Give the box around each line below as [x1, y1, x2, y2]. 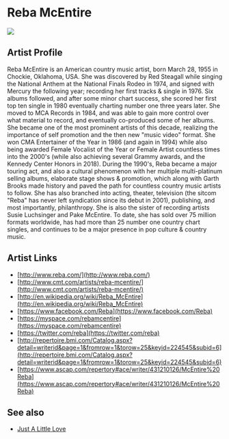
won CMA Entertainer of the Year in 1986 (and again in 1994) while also [7, 138, 208, 146]
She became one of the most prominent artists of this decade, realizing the [7, 123, 219, 131]
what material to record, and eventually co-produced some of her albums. [7, 116, 215, 124]
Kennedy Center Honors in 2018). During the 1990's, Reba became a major [7, 160, 217, 168]
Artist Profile [7, 47, 63, 59]
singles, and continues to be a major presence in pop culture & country [7, 225, 207, 234]
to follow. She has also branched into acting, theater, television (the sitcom [7, 188, 217, 197]
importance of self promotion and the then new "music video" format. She [7, 130, 216, 138]
